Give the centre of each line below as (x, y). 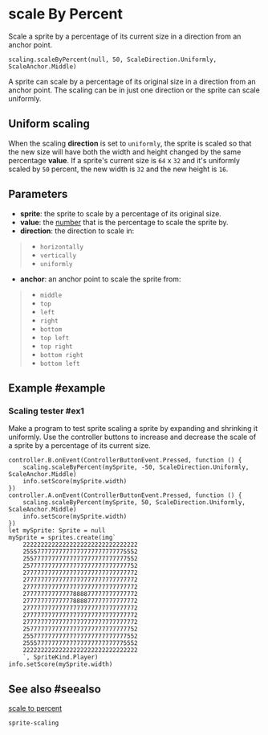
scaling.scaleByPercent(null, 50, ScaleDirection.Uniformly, (113, 60)
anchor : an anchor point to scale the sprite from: (100, 279)
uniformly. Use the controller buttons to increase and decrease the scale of (132, 437)
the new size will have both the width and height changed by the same (125, 152)
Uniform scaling (49, 124)
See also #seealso (55, 689)
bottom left (60, 363)
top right (57, 347)
